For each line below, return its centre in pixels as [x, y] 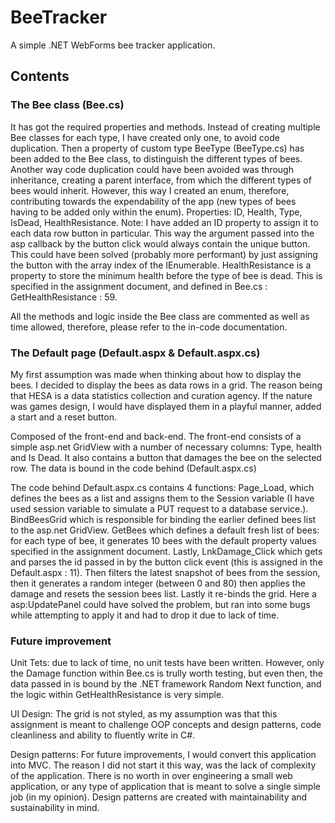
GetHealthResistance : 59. [64, 297]
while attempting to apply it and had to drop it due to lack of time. [145, 615]
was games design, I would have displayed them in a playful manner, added [166, 406]
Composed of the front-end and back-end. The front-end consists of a [156, 436]
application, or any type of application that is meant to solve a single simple [165, 787]
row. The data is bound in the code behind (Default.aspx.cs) [133, 468]
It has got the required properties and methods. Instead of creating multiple [165, 127]
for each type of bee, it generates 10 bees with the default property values [163, 540]
